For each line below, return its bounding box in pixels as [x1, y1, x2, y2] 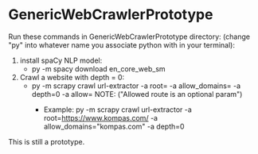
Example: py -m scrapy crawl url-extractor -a [43, 105, 193, 114]
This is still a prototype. [8, 137, 85, 146]
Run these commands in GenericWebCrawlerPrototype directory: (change [8, 32, 251, 41]
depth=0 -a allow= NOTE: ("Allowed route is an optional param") [31, 89, 243, 98]
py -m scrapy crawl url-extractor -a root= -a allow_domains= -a [31, 81, 241, 90]
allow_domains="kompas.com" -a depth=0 [43, 121, 185, 131]
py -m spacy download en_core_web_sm [31, 64, 166, 73]
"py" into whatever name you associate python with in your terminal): [8, 40, 235, 49]
